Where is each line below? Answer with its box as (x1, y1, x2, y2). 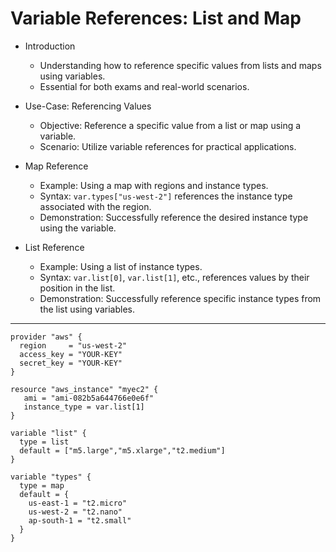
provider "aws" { (10, 332, 83, 342)
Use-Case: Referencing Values (24, 100, 152, 112)
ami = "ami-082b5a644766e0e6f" (23, 393, 155, 403)
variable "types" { (10, 472, 92, 482)
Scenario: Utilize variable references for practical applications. (39, 140, 297, 152)
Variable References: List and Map (10, 7, 302, 30)
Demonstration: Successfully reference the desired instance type (39, 211, 309, 223)
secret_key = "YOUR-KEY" (19, 358, 123, 368)
